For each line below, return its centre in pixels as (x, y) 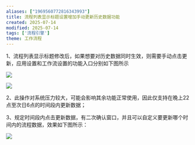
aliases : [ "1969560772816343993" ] (48, 11)
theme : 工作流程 (24, 39)
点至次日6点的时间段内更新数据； (46, 105)
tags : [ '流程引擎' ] (28, 33)
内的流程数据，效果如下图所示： (49, 125)
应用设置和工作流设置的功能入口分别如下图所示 (72, 63)
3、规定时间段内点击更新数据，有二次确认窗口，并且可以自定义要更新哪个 (95, 117)
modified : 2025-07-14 (32, 28)
